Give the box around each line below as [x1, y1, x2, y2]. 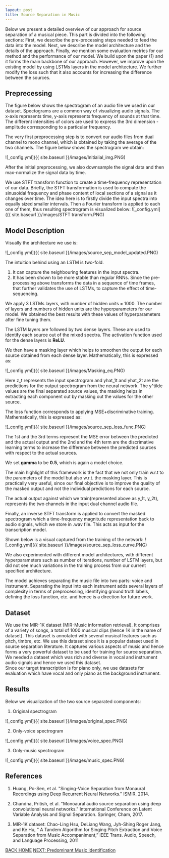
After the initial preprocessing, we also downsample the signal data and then [5, 164, 164, 170]
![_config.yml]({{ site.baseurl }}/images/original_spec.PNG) [5, 718, 128, 724]
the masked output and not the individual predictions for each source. [5, 485, 150, 492]
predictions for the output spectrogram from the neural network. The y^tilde [5, 383, 163, 389]
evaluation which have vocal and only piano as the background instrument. [5, 670, 161, 676]
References [5, 772, 42, 781]
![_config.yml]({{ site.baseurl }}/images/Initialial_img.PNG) [5, 154, 126, 160]
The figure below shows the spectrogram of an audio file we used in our [5, 102, 155, 109]
